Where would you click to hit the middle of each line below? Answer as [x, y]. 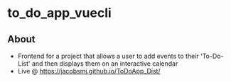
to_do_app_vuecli [59, 13]
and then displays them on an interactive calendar [105, 64]
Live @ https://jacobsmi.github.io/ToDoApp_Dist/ [89, 71]
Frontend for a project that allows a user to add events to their [108, 56]
